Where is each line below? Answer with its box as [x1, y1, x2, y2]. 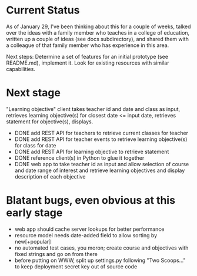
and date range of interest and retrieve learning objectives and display [14, 167, 185, 174]
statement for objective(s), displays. [6, 118, 94, 125]
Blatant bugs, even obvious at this [6, 194, 175, 207]
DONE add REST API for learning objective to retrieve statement [14, 148, 169, 155]
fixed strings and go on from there [14, 250, 98, 257]
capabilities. [6, 65, 35, 72]
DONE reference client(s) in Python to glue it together [14, 154, 145, 161]
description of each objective [14, 173, 86, 180]
